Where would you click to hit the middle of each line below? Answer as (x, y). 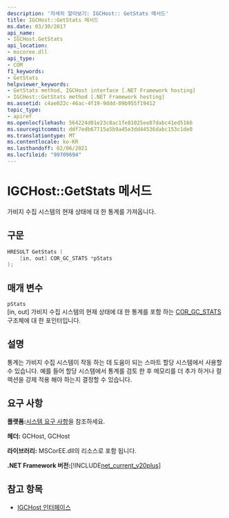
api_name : (21, 33)
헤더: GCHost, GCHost (39, 436)
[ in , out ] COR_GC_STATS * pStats (66, 258)
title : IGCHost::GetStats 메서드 (53, 20)
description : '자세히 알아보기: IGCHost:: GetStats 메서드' (88, 13)
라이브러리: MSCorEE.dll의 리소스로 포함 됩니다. (72, 450)
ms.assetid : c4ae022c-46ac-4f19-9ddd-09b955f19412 (81, 104)
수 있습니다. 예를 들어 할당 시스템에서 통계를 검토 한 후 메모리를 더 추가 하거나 (111, 371)
